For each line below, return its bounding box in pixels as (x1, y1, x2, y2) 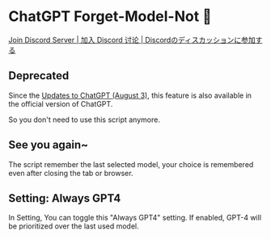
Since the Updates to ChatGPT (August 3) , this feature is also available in (8, 90, 252, 100)
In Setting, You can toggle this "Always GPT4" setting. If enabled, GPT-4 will (8, 213, 261, 223)
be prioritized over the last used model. (8, 221, 139, 231)
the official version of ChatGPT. (8, 99, 113, 108)
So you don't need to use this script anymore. (8, 115, 160, 124)
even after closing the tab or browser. (8, 168, 133, 178)
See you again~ (8, 138, 89, 152)
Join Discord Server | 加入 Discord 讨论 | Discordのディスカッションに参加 (8, 35, 256, 44)
